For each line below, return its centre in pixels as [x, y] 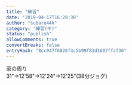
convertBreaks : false [33, 45]
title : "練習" [23, 12]
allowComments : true [32, 40]
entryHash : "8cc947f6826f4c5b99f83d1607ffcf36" [67, 51]
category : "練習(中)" [32, 28]
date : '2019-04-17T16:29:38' [42, 17]
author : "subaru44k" [32, 23]
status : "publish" [29, 34]
